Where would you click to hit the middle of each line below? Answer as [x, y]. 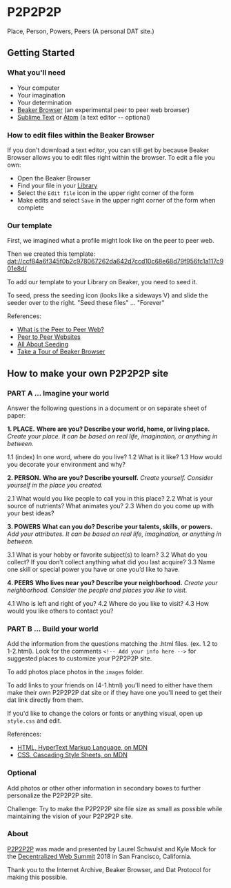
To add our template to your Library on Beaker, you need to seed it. [102, 282]
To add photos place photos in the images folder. [76, 672]
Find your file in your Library [57, 185]
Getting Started [41, 53]
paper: [17, 415]
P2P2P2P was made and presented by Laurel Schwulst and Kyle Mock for [112, 849]
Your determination [44, 102]
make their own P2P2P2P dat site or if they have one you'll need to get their [114, 693]
